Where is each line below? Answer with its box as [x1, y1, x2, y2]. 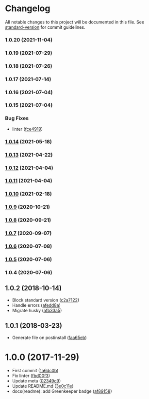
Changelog [5, 3, 50, 14]
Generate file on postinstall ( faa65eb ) [12, 335, 87, 340]
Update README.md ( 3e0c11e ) [12, 383, 74, 389]
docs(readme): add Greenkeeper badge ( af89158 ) [12, 388, 113, 394]
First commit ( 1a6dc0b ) [12, 368, 59, 374]
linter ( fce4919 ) [12, 126, 43, 132]
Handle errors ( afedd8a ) [12, 302, 61, 308]
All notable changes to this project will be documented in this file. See [5, 19, 145, 25]
